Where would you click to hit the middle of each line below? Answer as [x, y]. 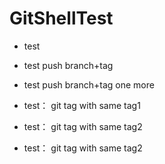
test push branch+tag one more [89, 84]
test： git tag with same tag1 [82, 105]
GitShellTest [61, 18]
